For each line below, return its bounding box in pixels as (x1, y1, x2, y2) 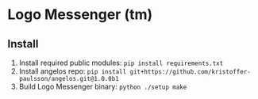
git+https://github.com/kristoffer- (129, 68, 251, 76)
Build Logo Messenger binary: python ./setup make (18, 82, 187, 91)
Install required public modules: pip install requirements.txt (18, 58, 224, 67)
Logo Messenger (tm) (7, 6, 153, 24)
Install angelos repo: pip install (18, 67, 127, 76)
